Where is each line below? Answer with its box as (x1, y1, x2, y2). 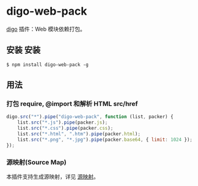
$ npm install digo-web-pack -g (6, 61, 89, 68)
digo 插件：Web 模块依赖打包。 (6, 25, 86, 32)
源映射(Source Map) (6, 158, 67, 166)
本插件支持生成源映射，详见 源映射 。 (6, 173, 99, 180)
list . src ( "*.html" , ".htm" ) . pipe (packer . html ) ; (17, 131, 141, 137)
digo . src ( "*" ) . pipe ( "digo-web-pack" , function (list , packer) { (6, 114, 174, 120)
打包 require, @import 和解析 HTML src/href (6, 100, 139, 108)
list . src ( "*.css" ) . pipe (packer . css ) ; (17, 125, 114, 132)
